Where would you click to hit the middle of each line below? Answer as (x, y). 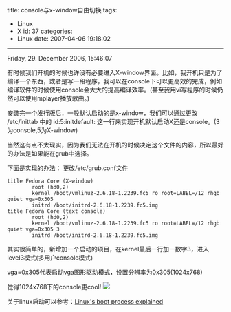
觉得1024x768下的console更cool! (54, 287)
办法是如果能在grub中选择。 (53, 153)
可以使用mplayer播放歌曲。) (51, 98)
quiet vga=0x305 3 (33, 229)
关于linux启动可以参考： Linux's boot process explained (85, 301)
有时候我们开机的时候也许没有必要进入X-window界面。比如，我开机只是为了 (115, 72)
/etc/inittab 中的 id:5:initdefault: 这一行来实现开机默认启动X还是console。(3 (113, 122)
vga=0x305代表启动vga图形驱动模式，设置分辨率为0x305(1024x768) (105, 272)
